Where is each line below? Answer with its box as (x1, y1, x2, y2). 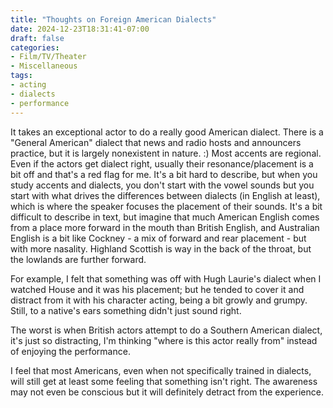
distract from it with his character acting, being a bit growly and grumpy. (10, 294, 308, 306)
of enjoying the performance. (10, 345, 131, 357)
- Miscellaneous (10, 61, 78, 71)
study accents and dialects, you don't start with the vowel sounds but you (10, 179, 315, 191)
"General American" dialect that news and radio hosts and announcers (10, 136, 302, 148)
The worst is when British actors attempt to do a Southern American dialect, (10, 324, 323, 336)
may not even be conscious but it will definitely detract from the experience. (10, 386, 324, 398)
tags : (10, 71, 33, 81)
